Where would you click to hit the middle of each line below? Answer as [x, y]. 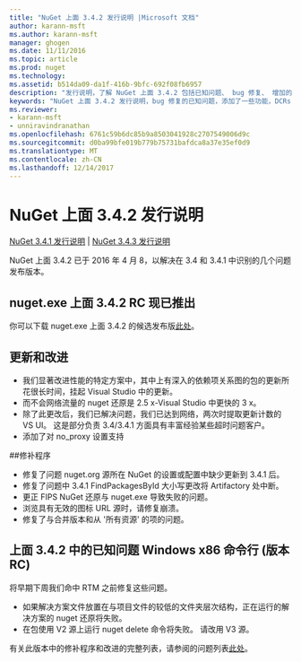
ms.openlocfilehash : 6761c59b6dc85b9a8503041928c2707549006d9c [130, 135]
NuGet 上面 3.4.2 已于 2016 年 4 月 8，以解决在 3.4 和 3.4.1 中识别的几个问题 [150, 260]
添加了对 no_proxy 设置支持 [73, 436]
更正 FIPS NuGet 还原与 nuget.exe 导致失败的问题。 [117, 496]
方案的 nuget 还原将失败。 [78, 618]
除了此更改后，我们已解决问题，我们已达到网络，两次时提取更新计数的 [152, 414]
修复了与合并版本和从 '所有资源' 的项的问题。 [106, 519]
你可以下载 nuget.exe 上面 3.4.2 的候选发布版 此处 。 [104, 326]
